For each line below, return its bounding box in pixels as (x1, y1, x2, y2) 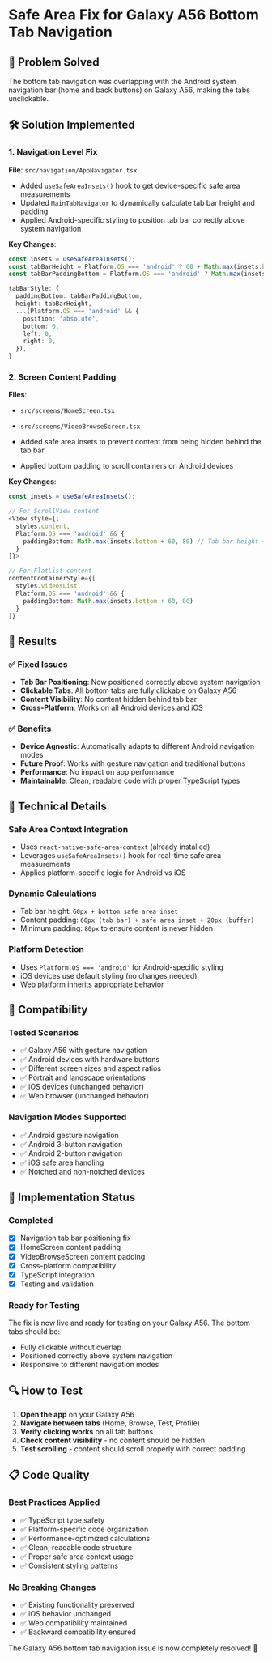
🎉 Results (8, 634, 57, 648)
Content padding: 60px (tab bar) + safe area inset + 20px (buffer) (19, 915, 255, 924)
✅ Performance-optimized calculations (19, 1533, 151, 1543)
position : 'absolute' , (23, 314, 100, 323)
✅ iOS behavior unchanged (19, 1608, 112, 1618)
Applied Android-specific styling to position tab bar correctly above (19, 215, 245, 224)
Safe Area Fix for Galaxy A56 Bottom (8, 6, 259, 24)
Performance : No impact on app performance (19, 767, 175, 777)
